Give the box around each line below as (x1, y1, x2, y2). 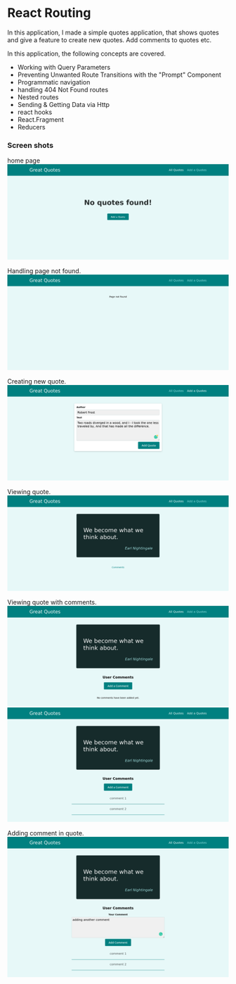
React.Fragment (17, 115, 65, 124)
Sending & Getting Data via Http (17, 100, 110, 108)
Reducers (17, 122, 46, 131)
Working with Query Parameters (17, 63, 111, 71)
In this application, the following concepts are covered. (7, 49, 166, 58)
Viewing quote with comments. (7, 598, 97, 607)
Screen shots (7, 140, 54, 150)
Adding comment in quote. (7, 829, 84, 838)
